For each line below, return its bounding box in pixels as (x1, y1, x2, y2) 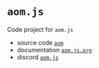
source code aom (16, 38, 63, 46)
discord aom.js (16, 53, 59, 61)
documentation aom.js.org (16, 46, 92, 54)
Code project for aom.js (7, 25, 74, 33)
